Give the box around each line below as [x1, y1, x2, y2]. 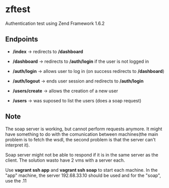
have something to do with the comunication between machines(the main [5, 131, 158, 137]
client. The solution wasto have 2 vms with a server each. [5, 157, 125, 163]
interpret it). [5, 142, 30, 148]
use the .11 [5, 177, 27, 183]
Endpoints [5, 35, 38, 44]
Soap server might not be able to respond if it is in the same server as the [5, 152, 158, 158]
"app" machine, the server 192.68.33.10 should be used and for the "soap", [5, 172, 161, 178]
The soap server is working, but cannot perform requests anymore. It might [5, 126, 162, 132]
